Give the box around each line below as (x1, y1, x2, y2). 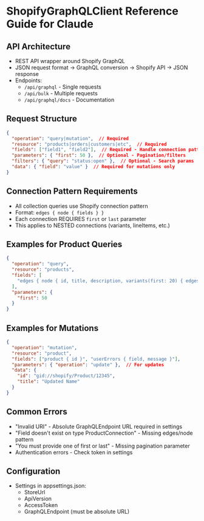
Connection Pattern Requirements (6, 186, 138, 197)
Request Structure (6, 114, 78, 124)
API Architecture (6, 41, 71, 52)
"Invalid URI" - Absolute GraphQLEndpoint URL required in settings (15, 423, 183, 430)
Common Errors (6, 407, 68, 417)
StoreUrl (24, 489, 46, 496)
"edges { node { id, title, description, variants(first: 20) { (17, 278, 183, 284)
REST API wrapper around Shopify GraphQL (15, 58, 126, 64)
